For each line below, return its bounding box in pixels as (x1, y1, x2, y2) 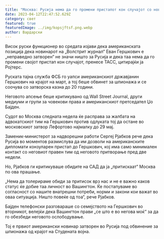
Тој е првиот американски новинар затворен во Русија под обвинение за (5, 223, 158, 229)
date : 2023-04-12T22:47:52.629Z (5, 12, 71, 17)
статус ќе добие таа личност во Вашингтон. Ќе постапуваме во (5, 184, 138, 189)
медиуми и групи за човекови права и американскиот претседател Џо (5, 99, 153, 104)
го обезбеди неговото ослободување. (5, 214, 84, 219)
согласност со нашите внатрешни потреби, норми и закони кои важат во (5, 189, 158, 194)
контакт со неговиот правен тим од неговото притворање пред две (5, 149, 147, 155)
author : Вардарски (5, 30, 42, 35)
